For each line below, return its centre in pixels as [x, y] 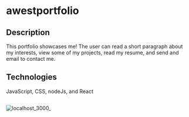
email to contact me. [31, 59]
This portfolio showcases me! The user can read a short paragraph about [95, 46]
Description [28, 32]
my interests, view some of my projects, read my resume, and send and [92, 53]
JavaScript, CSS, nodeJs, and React [50, 91]
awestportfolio [43, 11]
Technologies [32, 77]
